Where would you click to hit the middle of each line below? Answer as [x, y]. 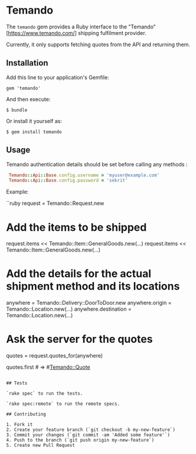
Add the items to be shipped [76, 227]
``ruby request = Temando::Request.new [55, 203]
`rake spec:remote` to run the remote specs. [63, 404]
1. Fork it [19, 425]
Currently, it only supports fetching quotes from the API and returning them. [98, 44]
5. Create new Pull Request [41, 445]
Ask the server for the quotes [79, 339]
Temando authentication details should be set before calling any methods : [97, 164]
